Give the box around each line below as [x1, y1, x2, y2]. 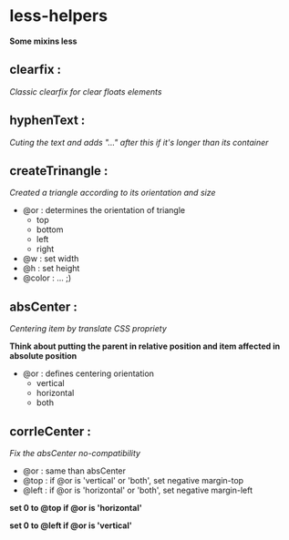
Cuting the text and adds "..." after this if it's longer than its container [9, 137, 269, 148]
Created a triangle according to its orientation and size [9, 188, 216, 199]
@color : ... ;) [22, 272, 72, 283]
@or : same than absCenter [22, 465, 126, 476]
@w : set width [22, 253, 79, 264]
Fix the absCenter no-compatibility [9, 448, 141, 458]
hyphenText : [9, 113, 86, 128]
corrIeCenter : [9, 423, 91, 439]
